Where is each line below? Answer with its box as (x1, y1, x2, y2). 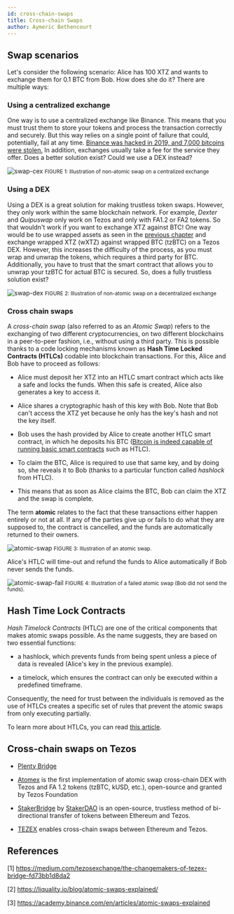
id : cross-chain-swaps (7, 10, 74, 18)
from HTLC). (17, 473, 54, 482)
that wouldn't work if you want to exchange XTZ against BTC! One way (7, 222, 212, 231)
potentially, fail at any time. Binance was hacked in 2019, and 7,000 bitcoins (7, 138, 225, 147)
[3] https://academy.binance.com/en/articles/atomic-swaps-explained (7, 899, 210, 907)
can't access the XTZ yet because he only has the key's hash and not (17, 409, 219, 417)
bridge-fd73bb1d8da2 (7, 871, 71, 880)
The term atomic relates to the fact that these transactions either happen (7, 508, 219, 516)
